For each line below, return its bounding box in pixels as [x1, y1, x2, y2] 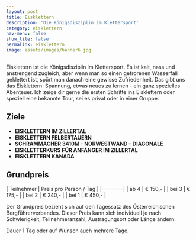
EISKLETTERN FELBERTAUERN [14, 134, 92, 141]
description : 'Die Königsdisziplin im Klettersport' [6, 20, 139, 25]
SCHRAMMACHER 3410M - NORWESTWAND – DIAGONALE [14, 140, 164, 147]
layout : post [6, 8, 38, 15]
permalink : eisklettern [6, 42, 65, 48]
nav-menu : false [6, 31, 46, 37]
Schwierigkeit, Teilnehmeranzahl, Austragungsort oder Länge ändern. [6, 216, 176, 223]
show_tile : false [6, 36, 49, 42]
